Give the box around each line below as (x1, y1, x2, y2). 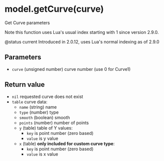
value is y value (26, 135, 59, 141)
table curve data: (11, 98, 47, 104)
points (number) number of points (19, 120, 89, 126)
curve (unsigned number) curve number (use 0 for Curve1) (11, 66, 131, 72)
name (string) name (19, 104, 57, 110)
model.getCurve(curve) (4, 3, 104, 15)
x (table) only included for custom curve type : (19, 140, 115, 146)
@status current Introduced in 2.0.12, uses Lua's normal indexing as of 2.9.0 (4, 38, 160, 45)
